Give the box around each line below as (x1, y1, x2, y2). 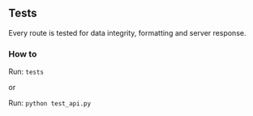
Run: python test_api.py (8, 98, 92, 108)
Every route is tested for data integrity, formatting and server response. (8, 28, 247, 37)
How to (8, 48, 37, 59)
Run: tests (8, 67, 45, 76)
